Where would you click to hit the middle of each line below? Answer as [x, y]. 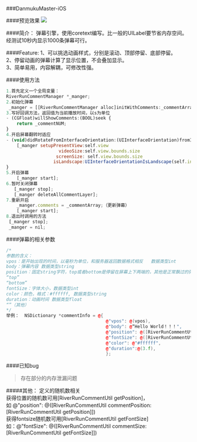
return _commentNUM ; [42, 124]
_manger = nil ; [27, 227]
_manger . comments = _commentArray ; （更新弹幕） [73, 205]
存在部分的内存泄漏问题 [49, 378]
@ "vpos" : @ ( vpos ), [128, 321]
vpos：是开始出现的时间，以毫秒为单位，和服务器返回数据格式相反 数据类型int [91, 261]
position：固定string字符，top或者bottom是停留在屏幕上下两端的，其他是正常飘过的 [97, 272]
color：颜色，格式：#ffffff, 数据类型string [56, 294]
